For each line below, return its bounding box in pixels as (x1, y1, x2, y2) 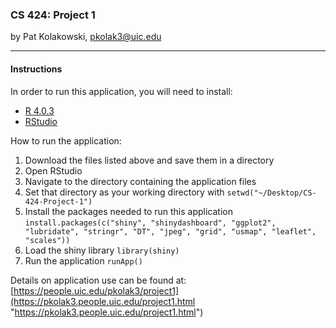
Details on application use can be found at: (10, 274, 187, 286)
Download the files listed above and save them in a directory (24, 154, 275, 166)
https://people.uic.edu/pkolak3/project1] (13, 284, 180, 297)
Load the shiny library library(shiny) (24, 244, 180, 256)
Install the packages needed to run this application (24, 205, 233, 217)
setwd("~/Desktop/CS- (226, 188, 317, 198)
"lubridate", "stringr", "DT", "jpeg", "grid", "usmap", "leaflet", (24, 226, 317, 237)
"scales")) (24, 235, 71, 245)
